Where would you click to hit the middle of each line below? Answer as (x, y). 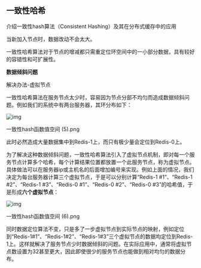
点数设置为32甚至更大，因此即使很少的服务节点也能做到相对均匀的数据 (93, 251)
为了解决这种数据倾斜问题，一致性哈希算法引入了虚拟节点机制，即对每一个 (98, 154)
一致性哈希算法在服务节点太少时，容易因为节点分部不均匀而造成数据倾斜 (95, 97)
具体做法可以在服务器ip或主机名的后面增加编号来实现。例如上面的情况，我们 (100, 169)
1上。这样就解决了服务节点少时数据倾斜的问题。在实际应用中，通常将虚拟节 (99, 243)
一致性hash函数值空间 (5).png (43, 129)
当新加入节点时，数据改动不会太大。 (51, 39)
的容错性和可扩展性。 (32, 59)
